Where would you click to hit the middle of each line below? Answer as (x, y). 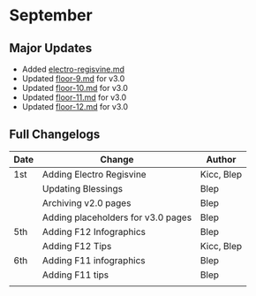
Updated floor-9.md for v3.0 (73, 79)
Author (221, 159)
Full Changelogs (55, 135)
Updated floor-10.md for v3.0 (75, 88)
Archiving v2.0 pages (87, 202)
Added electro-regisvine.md (73, 69)
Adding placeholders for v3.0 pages (117, 217)
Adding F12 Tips (77, 246)
